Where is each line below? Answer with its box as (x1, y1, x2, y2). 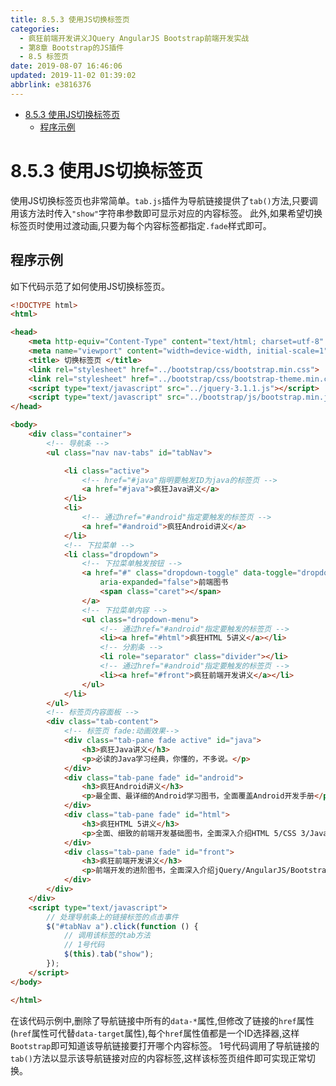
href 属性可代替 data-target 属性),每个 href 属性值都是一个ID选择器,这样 (13, 1027, 300, 1039)
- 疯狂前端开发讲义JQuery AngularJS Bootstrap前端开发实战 (19, 33, 250, 43)
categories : (10, 24, 60, 34)
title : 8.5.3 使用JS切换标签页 (10, 14, 130, 25)
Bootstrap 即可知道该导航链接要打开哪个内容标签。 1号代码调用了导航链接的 (10, 1039, 320, 1051)
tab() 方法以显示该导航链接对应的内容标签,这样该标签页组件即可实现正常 (10, 1052, 307, 1064)
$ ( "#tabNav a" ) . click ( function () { (46, 921, 199, 931)
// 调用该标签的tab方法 (63, 931, 151, 941)
